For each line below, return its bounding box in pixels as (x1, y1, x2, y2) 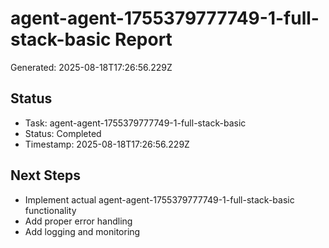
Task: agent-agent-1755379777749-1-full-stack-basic (24, 117, 247, 129)
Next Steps (10, 167, 81, 184)
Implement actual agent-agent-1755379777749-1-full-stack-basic (24, 193, 295, 206)
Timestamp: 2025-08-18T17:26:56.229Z (24, 138, 190, 150)
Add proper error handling (24, 215, 133, 227)
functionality (24, 204, 77, 216)
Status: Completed (24, 127, 102, 139)
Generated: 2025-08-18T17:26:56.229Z (10, 61, 173, 73)
